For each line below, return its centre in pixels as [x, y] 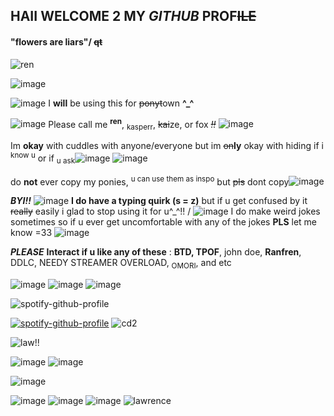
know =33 [31, 233]
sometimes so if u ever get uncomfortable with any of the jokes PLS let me [164, 222]
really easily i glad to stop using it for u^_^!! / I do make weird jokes [165, 211]
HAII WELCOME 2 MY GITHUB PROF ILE [133, 16]
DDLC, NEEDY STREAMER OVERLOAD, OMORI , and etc [121, 264]
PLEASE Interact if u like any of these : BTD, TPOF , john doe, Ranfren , [156, 252]
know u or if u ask [43, 158]
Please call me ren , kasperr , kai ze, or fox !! [132, 124]
